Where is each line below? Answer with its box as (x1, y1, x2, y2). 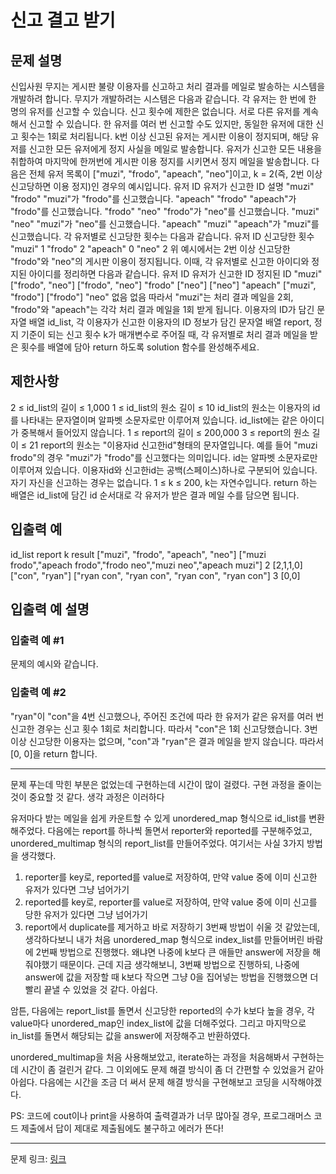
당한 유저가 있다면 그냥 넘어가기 (24, 908, 148, 920)
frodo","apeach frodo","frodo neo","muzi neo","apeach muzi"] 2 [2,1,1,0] (10, 559, 303, 571)
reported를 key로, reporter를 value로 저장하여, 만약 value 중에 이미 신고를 (24, 896, 318, 908)
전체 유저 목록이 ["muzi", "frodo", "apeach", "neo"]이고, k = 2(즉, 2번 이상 (28, 168, 323, 180)
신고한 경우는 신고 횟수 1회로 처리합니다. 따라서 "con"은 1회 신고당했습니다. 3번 (10, 722, 318, 735)
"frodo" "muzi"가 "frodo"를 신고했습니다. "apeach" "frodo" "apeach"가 (10, 193, 297, 205)
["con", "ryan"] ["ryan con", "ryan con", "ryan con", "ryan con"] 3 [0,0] (10, 569, 301, 581)
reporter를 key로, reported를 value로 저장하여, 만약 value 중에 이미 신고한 (24, 871, 318, 883)
